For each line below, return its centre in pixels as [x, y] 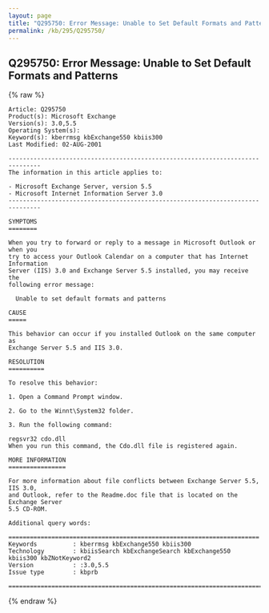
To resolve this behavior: [53, 383]
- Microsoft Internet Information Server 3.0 [85, 194]
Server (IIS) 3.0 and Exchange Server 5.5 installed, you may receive [128, 271]
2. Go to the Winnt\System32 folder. [71, 411]
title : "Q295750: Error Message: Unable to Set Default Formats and [125, 23]
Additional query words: [50, 523]
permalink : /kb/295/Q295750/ [57, 30]
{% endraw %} [33, 601]
